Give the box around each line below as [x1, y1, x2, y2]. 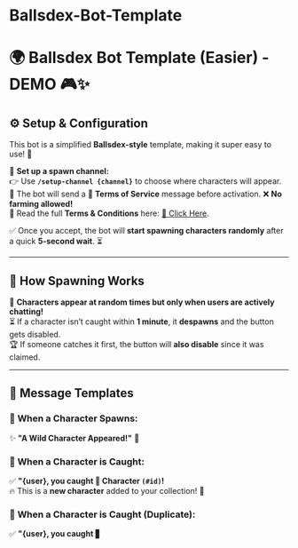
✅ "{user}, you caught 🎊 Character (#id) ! [9, 475, 165, 486]
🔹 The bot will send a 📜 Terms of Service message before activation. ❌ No [9, 188, 282, 200]
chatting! [9, 306, 44, 316]
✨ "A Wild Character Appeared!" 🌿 [9, 433, 140, 443]
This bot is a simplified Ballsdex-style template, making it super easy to [9, 139, 272, 150]
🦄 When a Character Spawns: [9, 412, 138, 425]
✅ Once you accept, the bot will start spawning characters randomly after [9, 226, 284, 236]
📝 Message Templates [9, 385, 135, 401]
